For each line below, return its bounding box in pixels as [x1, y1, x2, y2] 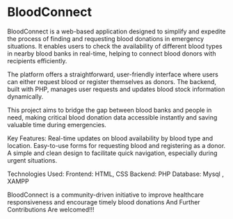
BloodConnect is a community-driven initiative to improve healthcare [7, 190, 204, 199]
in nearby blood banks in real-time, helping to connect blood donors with [7, 49, 216, 58]
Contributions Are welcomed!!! [7, 205, 95, 213]
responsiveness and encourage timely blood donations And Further [7, 197, 200, 206]
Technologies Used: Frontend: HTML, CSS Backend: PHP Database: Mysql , [7, 170, 224, 178]
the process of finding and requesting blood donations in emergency [7, 34, 204, 42]
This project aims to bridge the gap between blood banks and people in [7, 106, 212, 114]
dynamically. [7, 92, 44, 101]
